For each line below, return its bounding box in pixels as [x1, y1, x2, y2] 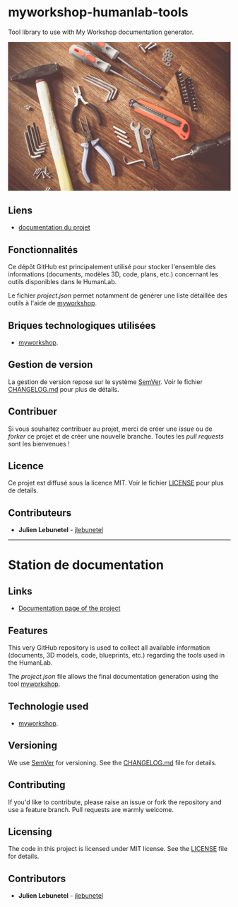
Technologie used [8, 700, 89, 712]
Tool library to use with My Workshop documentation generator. [8, 28, 194, 36]
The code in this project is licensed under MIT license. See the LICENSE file [8, 845, 228, 853]
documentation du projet [18, 223, 90, 232]
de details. [8, 486, 39, 495]
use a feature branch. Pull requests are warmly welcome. [8, 805, 174, 813]
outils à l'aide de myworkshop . [8, 299, 97, 308]
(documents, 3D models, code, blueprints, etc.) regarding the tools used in [8, 651, 225, 660]
